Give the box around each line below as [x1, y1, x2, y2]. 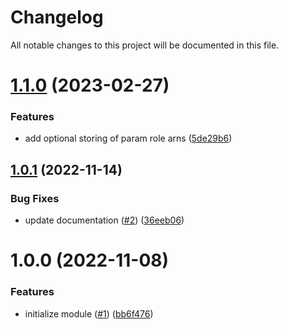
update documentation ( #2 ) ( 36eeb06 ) [24, 214, 185, 226]
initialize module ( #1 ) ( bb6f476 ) [24, 307, 154, 320]
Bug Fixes [10, 191, 60, 205]
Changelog [10, 6, 104, 29]
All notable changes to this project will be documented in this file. [10, 39, 280, 51]
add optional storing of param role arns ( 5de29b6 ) [24, 132, 233, 145]
